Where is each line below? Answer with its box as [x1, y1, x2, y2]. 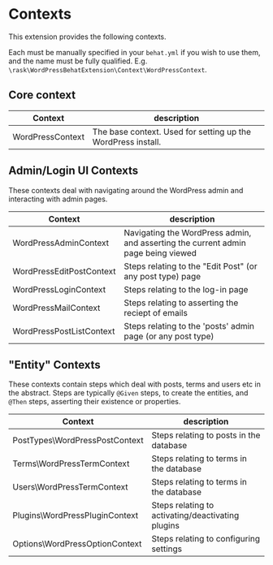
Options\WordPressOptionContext [12, 538, 142, 550]
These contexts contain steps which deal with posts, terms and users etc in [8, 379, 262, 390]
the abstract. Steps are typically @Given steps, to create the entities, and [8, 388, 249, 398]
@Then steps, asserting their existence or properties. [8, 397, 181, 407]
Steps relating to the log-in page [123, 283, 249, 295]
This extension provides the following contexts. [8, 32, 167, 41]
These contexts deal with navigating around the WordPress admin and [8, 185, 244, 195]
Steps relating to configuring [151, 533, 261, 545]
